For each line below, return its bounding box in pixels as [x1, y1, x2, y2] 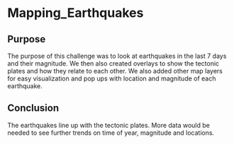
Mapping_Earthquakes [7, 5, 144, 21]
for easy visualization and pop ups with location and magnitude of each [7, 74, 216, 83]
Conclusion [7, 102, 60, 114]
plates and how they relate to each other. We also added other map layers [7, 67, 223, 75]
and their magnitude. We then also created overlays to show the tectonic [7, 59, 220, 68]
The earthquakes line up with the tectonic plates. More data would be [7, 121, 211, 129]
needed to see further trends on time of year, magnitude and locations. [7, 128, 215, 137]
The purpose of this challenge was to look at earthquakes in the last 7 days [7, 52, 227, 60]
